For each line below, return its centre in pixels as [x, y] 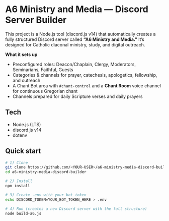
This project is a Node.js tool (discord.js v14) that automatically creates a [80, 34]
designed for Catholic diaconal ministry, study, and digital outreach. [75, 44]
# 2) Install [19, 181]
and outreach [26, 80]
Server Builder [36, 20]
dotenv [20, 135]
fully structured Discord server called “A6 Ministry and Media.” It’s [75, 39]
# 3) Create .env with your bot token [46, 195]
